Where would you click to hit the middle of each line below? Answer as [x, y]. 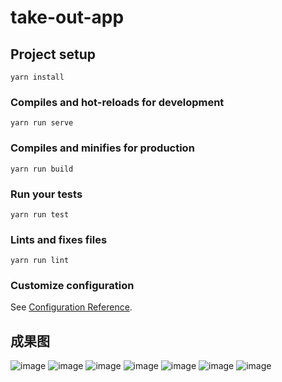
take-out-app [67, 17]
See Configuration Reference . [71, 307]
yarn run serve [42, 123]
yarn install [37, 77]
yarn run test [40, 214]
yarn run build [42, 169]
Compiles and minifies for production [102, 148]
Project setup [53, 54]
